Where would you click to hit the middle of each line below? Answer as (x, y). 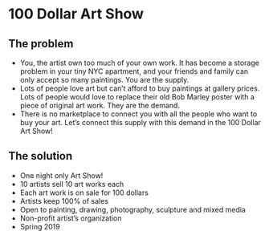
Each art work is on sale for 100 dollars (84, 192)
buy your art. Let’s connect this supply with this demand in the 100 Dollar (140, 122)
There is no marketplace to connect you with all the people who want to (139, 114)
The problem (41, 44)
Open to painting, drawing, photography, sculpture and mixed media (133, 209)
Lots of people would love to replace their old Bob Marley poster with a (137, 97)
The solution (41, 156)
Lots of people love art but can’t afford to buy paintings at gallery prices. (140, 88)
